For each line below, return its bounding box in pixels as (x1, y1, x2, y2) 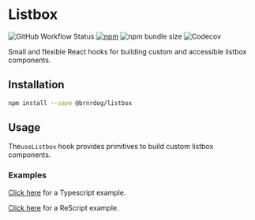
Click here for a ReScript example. (8, 203, 119, 212)
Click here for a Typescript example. (8, 188, 126, 197)
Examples (8, 170, 47, 181)
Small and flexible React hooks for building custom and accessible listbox (8, 47, 247, 56)
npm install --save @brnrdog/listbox (8, 99, 133, 107)
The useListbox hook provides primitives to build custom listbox (8, 142, 214, 151)
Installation (8, 78, 65, 91)
